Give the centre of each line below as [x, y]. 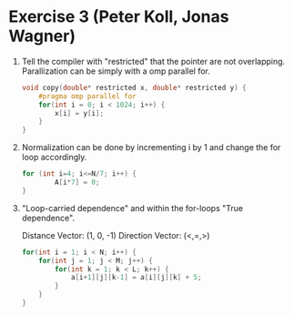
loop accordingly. [54, 158]
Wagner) [42, 36]
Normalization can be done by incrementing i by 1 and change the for [151, 148]
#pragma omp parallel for [88, 96]
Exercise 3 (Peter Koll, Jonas [119, 17]
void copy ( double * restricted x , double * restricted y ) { [134, 87]
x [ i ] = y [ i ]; [80, 113]
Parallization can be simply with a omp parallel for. [116, 71]
